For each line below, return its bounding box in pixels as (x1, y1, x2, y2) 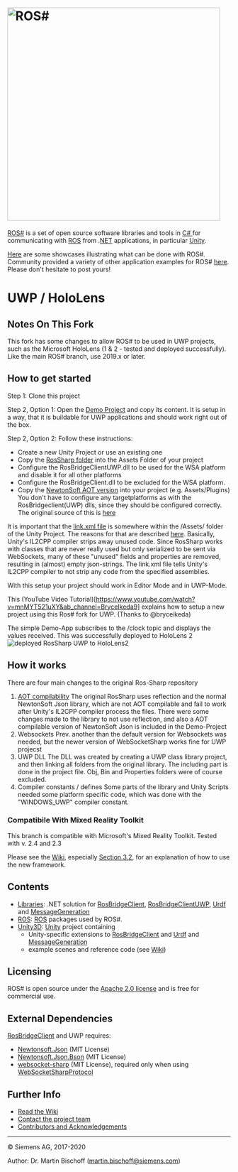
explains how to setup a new (141, 602, 225, 611)
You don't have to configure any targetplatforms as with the (17, 493, 192, 501)
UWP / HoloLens (7, 290, 106, 306)
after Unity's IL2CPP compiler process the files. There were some (17, 707, 209, 715)
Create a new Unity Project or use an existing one (17, 447, 163, 456)
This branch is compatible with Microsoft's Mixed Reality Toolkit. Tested (7, 831, 217, 840)
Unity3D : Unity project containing (17, 922, 115, 930)
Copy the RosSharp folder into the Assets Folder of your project (17, 455, 204, 464)
